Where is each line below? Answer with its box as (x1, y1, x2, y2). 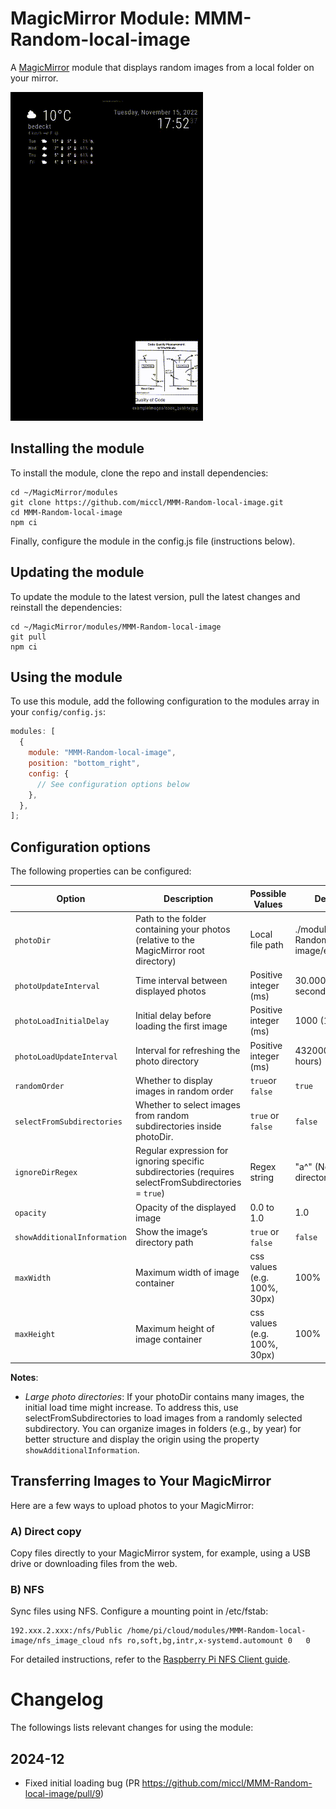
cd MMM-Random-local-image (10, 507, 123, 517)
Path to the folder (134, 912, 207, 924)
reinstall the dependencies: (10, 601, 123, 613)
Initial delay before (134, 1009, 212, 1021)
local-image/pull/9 (24, 1787, 102, 1799)
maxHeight (14, 1330, 56, 1340)
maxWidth (14, 1273, 52, 1284)
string (249, 1171, 275, 1183)
